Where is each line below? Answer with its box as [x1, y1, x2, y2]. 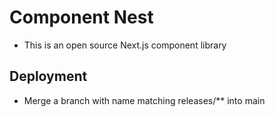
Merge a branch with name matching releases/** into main [23, 94, 266, 106]
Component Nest [9, 6, 154, 29]
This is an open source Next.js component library [23, 39, 227, 51]
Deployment [9, 68, 88, 85]
